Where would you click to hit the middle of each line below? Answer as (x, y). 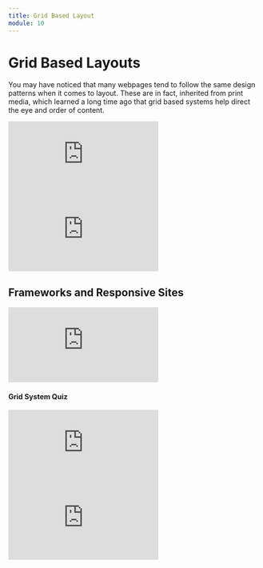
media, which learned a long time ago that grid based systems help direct (129, 102)
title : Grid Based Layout (51, 16)
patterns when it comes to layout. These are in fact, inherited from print (126, 94)
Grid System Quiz (38, 396)
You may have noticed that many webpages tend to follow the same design (132, 85)
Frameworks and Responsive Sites (96, 292)
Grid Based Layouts (75, 63)
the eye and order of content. (57, 110)
